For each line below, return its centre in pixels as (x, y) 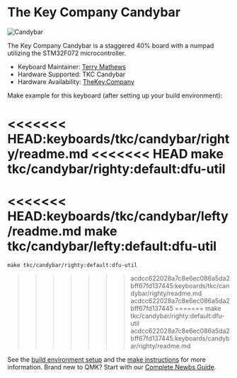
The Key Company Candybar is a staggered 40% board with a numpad (111, 45)
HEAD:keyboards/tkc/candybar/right (118, 139)
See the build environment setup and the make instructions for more (107, 360)
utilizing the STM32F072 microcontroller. (67, 53)
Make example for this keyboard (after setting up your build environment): (115, 95)
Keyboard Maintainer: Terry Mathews (71, 66)
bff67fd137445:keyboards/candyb (180, 338)
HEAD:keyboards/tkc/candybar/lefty (118, 217)
